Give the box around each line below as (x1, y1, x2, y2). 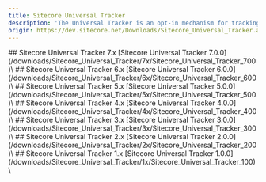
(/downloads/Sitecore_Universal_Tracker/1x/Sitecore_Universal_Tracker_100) (8, 157, 256, 167)
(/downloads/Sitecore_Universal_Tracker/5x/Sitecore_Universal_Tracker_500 (8, 90, 256, 100)
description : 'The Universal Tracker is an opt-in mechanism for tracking (8, 19, 260, 27)
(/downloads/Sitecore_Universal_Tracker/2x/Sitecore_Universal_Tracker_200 (8, 140, 257, 150)
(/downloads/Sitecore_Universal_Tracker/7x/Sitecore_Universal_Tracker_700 (8, 56, 256, 66)
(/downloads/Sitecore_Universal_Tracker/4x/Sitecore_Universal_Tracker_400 (8, 107, 257, 116)
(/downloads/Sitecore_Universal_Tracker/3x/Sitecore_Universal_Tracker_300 (8, 123, 257, 133)
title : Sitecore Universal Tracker (8, 11, 126, 20)
